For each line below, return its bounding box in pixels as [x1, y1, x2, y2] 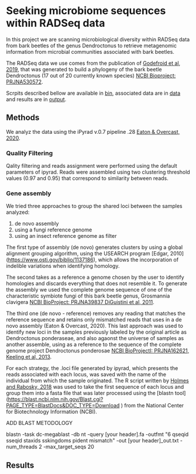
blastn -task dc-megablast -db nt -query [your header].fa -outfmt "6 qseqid [6, 431, 189, 438]
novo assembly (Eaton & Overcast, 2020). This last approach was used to [6, 323, 183, 330]
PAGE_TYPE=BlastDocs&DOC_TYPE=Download [6, 402, 120, 409]
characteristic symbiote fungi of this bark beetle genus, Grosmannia [6, 292, 170, 299]
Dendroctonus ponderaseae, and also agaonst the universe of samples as [6, 335, 184, 342]
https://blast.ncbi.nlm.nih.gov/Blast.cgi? [8, 396, 104, 403]
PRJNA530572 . [6, 78, 43, 85]
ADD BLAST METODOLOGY [6, 420, 73, 427]
